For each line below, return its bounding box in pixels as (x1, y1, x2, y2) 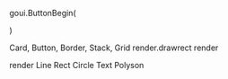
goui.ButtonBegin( (9, 8, 76, 18)
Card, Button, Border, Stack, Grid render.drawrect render (9, 42, 219, 53)
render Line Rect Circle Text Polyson (9, 60, 145, 70)
